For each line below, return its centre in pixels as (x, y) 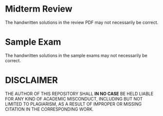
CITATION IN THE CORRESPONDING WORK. (49, 109)
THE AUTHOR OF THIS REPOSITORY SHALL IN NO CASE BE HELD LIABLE (79, 94)
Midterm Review (39, 9)
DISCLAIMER (32, 80)
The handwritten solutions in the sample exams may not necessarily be (76, 55)
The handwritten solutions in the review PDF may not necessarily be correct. (82, 22)
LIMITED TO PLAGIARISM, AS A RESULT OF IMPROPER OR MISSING (73, 104)
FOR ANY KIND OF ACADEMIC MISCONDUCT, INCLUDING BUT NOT (74, 99)
